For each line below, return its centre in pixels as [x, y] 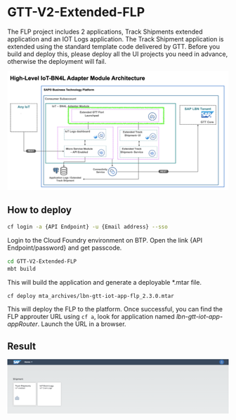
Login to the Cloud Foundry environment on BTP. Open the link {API [105, 240]
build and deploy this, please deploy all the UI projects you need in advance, [118, 54]
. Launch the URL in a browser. [82, 324]
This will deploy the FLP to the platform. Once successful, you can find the [115, 309]
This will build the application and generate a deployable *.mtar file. [105, 282]
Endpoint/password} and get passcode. [65, 248]
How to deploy [40, 210]
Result [22, 346]
